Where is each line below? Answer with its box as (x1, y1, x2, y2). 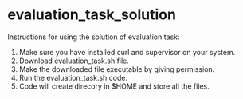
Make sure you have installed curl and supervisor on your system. (18, 47, 236, 57)
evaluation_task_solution (7, 6, 177, 24)
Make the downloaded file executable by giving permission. (18, 64, 215, 73)
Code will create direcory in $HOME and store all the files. (18, 81, 210, 91)
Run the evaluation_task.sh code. (18, 73, 128, 82)
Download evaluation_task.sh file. (18, 56, 129, 65)
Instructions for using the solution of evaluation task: (7, 32, 180, 42)
